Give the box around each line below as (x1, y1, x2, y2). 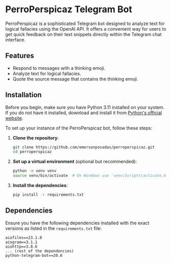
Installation (5, 91, 42, 99)
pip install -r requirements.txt (12, 192, 84, 197)
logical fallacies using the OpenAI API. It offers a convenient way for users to (5, 25, 166, 32)
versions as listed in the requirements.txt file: (5, 225, 102, 231)
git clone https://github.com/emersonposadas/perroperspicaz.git (12, 144, 155, 150)
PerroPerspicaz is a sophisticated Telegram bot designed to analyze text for (5, 20, 165, 27)
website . (5, 115, 23, 121)
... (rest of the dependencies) (5, 248, 74, 253)
